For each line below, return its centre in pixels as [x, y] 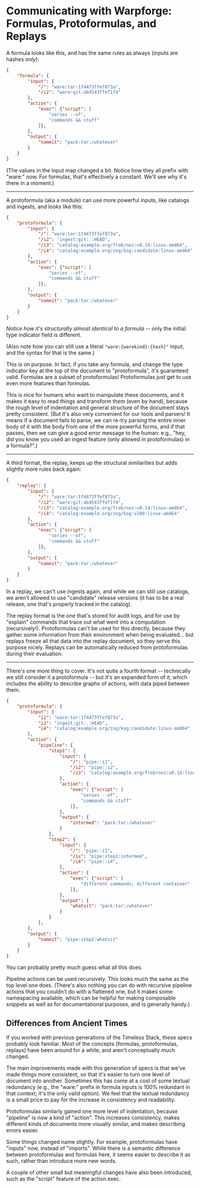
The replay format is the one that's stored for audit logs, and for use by [93, 616]
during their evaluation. [35, 654]
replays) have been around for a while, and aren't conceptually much [91, 1050]
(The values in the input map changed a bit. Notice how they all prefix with [97, 170]
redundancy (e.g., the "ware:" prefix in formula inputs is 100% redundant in [98, 1087]
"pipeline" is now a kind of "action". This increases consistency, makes [93, 1118]
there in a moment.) [30, 183]
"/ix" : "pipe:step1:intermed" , [109, 856]
